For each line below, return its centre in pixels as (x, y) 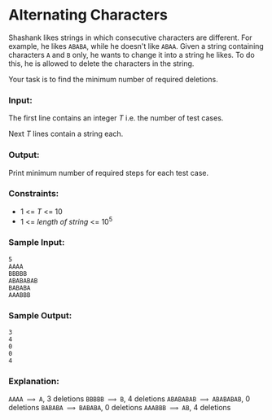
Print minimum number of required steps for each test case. (109, 173)
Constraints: (34, 194)
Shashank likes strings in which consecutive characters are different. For (130, 37)
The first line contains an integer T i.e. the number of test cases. (116, 118)
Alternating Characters (88, 15)
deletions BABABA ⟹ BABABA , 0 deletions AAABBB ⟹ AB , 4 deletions (120, 408)
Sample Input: (37, 243)
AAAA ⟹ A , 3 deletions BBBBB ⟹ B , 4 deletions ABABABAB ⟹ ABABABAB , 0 (129, 399)
